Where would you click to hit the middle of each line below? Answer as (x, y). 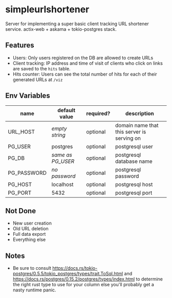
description (140, 113)
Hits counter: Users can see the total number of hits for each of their (85, 74)
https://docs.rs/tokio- (75, 268)
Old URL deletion (30, 229)
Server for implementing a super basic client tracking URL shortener (77, 24)
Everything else (29, 239)
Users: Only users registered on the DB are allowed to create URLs (83, 58)
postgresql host (134, 184)
